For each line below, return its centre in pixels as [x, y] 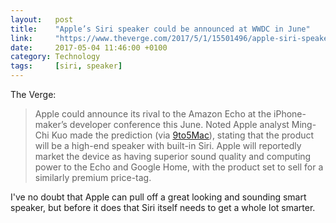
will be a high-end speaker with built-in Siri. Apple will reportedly [168, 145]
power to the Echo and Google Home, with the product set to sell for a [179, 167]
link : [21, 38]
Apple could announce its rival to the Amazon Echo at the [153, 114]
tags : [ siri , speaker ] [66, 66]
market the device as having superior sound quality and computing [173, 156]
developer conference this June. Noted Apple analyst [179, 124]
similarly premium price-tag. [93, 177]
